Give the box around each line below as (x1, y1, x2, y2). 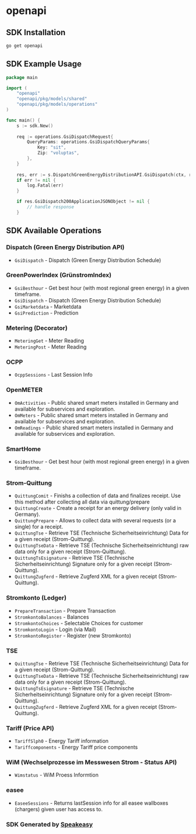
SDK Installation (6, 27, 66, 37)
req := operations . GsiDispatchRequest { (16, 133, 114, 140)
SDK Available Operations (6, 226, 102, 236)
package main (6, 74, 38, 80)
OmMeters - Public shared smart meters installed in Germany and (14, 411, 168, 419)
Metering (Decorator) (6, 323, 68, 332)
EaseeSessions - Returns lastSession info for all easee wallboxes (14, 799, 169, 807)
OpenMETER (6, 386, 43, 394)
